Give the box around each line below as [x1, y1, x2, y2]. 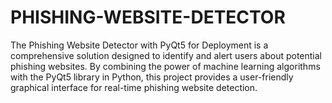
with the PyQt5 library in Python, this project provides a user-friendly [10, 71, 294, 83]
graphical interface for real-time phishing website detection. [10, 81, 258, 93]
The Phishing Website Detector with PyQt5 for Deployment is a [10, 39, 269, 51]
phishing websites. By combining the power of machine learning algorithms [10, 60, 321, 72]
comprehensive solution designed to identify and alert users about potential [10, 49, 322, 61]
